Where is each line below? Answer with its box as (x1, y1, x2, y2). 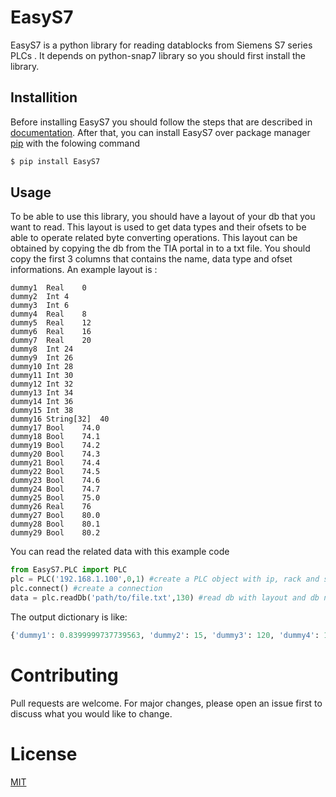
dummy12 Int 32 (10, 379, 74, 390)
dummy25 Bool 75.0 (10, 493, 101, 503)
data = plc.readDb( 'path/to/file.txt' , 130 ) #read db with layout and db (10, 593, 320, 603)
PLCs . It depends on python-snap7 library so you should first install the (10, 49, 307, 61)
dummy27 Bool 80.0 (10, 511, 101, 521)
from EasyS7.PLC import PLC (10, 565, 128, 575)
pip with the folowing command (10, 137, 141, 149)
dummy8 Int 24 (10, 344, 74, 355)
